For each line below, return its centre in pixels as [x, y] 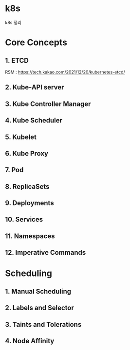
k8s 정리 [13, 22]
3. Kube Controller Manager [48, 104]
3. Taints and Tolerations [43, 324]
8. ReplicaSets [27, 186]
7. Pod [14, 170]
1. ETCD [17, 61]
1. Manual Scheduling [38, 291]
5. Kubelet [21, 137]
